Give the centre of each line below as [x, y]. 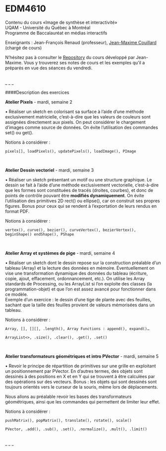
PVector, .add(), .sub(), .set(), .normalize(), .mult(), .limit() [76, 429]
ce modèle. [17, 294]
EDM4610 [26, 9]
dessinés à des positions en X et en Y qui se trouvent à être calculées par [80, 376]
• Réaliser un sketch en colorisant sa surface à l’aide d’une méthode [75, 112]
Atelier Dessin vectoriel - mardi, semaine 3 [50, 170]
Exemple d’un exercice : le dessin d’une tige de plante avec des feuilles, [78, 299]
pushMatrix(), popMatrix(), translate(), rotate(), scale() [69, 420]
